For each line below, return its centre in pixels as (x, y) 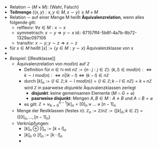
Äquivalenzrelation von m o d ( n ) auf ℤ (53, 64)
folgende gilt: (23, 22)
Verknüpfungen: (33, 123)
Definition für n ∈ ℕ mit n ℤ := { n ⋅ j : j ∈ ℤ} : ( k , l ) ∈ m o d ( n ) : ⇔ (88, 69)
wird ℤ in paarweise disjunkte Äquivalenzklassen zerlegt (80, 88)
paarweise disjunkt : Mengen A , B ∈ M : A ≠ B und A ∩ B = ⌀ (92, 98)
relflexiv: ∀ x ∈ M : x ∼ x (41, 28)
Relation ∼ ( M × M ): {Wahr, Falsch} (44, 7)
